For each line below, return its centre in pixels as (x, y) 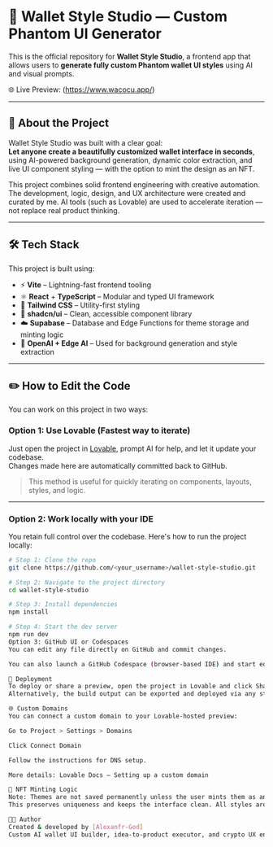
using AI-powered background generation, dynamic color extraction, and (130, 160)
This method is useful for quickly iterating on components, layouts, (140, 481)
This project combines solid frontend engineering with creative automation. (134, 184)
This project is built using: (52, 269)
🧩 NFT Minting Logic (43, 790)
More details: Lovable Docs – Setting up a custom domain (108, 775)
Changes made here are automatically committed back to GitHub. (118, 465)
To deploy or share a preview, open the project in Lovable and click (130, 687)
